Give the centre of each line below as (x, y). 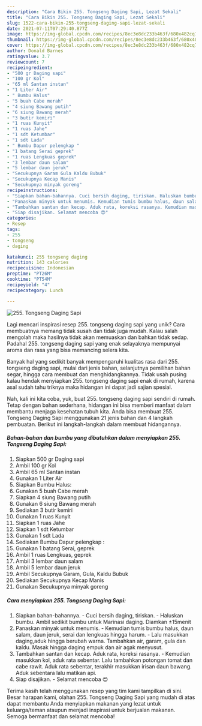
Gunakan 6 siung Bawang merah (56, 504)
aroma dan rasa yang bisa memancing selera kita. (68, 350)
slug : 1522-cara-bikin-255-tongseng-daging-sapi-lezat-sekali (86, 23)
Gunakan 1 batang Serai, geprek (55, 548)
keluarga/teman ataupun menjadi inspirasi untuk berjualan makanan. (91, 710)
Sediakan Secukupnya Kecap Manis (60, 580)
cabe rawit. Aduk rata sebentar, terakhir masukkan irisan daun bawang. (104, 667)
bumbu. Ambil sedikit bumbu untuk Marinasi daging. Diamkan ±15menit (103, 622)
